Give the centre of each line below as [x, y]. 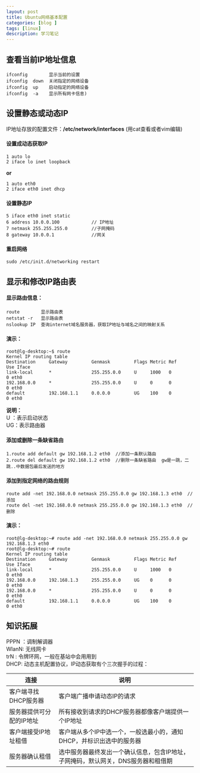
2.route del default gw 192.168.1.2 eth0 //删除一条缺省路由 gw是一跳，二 [98, 460]
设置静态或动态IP [37, 114]
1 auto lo [18, 156]
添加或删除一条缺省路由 [35, 440]
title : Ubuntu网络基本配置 [37, 17]
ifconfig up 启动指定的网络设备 [48, 87]
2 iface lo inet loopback [38, 162]
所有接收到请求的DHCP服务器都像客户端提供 [121, 712]
